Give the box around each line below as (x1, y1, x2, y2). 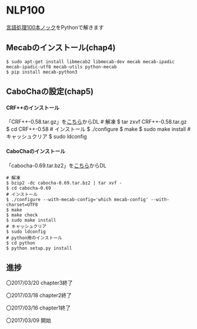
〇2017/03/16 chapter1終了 (6, 304, 71, 311)
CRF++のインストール (6, 104, 60, 111)
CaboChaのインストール (6, 147, 66, 154)
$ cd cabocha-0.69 (6, 185, 51, 191)
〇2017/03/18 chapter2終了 (6, 292, 72, 299)
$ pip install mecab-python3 (6, 69, 78, 75)
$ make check (6, 212, 38, 218)
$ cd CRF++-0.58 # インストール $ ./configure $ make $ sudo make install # (6, 126, 191, 133)
